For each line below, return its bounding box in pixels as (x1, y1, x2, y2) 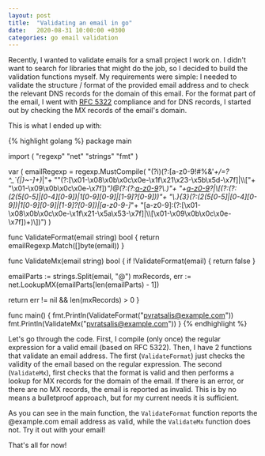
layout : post (8, 11, 51, 20)
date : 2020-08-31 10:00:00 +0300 (8, 26, 126, 34)
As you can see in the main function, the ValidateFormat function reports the (8, 409, 258, 418)
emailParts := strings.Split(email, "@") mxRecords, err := (8, 272, 192, 281)
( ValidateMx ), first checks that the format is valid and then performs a (8, 368, 235, 378)
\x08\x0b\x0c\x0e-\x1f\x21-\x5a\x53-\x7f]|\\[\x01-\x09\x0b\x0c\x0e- (8, 209, 232, 218)
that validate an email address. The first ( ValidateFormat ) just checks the (8, 351, 245, 360)
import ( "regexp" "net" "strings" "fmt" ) (8, 152, 138, 161)
